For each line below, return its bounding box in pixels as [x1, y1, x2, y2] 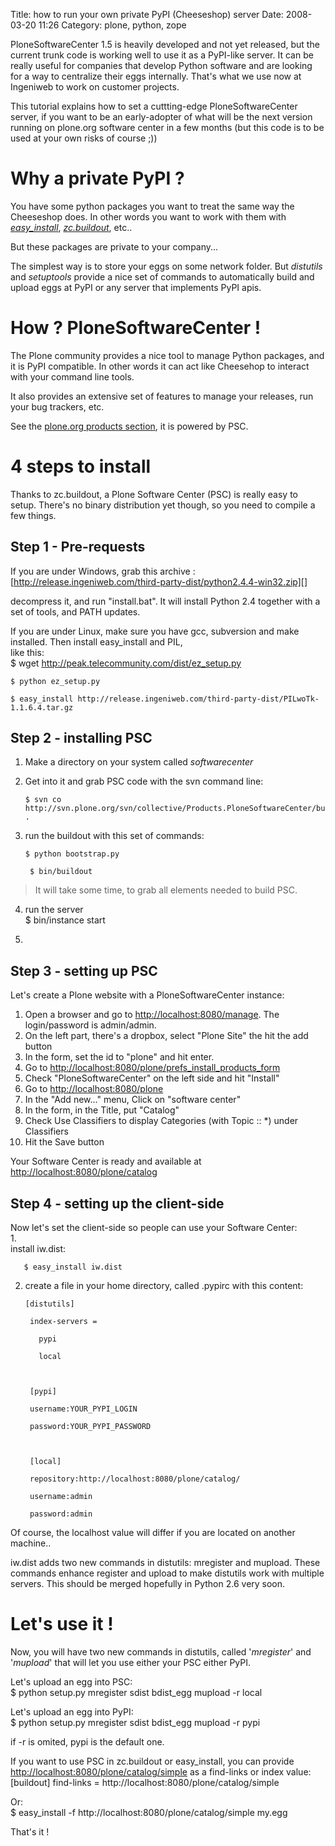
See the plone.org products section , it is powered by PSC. [10, 420, 249, 432]
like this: [10, 646, 45, 658]
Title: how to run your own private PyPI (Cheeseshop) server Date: [10, 9, 284, 20]
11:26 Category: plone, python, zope [38, 19, 187, 31]
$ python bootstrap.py [24, 849, 120, 859]
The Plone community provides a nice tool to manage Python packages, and [10, 349, 325, 361]
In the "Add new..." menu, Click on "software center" [24, 1094, 242, 1106]
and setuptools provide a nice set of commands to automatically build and [10, 270, 315, 283]
